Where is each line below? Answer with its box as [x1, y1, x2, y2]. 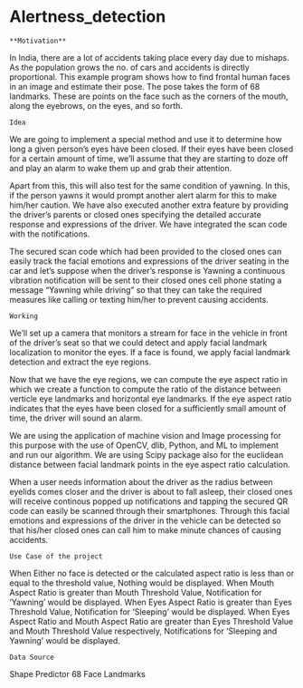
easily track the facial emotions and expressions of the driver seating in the [9, 256, 289, 266]
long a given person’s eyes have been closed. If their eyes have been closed [9, 143, 294, 154]
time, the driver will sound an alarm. [9, 412, 143, 423]
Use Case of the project [9, 551, 103, 561]
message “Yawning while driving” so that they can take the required [9, 284, 262, 296]
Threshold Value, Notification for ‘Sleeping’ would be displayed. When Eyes [9, 606, 291, 617]
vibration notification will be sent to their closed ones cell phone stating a [9, 275, 282, 286]
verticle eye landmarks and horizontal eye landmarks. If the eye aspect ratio [9, 392, 292, 404]
